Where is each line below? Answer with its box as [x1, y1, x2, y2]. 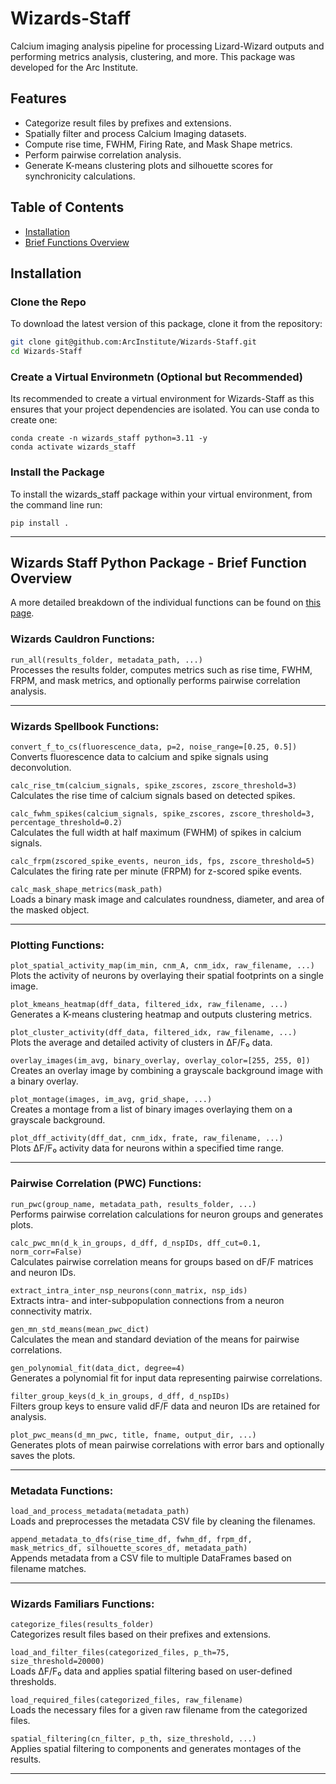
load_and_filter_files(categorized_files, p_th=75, [10, 1648, 230, 1658]
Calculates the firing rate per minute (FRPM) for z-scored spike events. [10, 865, 303, 877]
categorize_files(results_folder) [10, 1620, 155, 1630]
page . [10, 607, 35, 619]
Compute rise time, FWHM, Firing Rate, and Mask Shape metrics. [24, 138, 293, 150]
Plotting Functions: [10, 938, 105, 952]
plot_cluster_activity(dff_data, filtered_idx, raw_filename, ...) [10, 1028, 298, 1038]
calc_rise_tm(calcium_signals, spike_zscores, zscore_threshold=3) [10, 781, 298, 791]
